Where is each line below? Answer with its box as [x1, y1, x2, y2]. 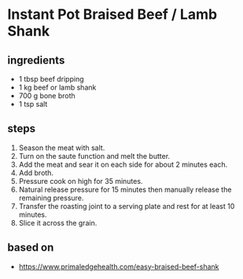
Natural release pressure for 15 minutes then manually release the [18, 185, 232, 194]
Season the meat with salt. [18, 143, 105, 152]
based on [7, 241, 54, 255]
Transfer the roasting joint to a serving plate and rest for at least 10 [18, 201, 235, 211]
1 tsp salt [18, 100, 48, 108]
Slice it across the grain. [18, 218, 98, 227]
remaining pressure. [18, 193, 84, 202]
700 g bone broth [18, 91, 75, 100]
